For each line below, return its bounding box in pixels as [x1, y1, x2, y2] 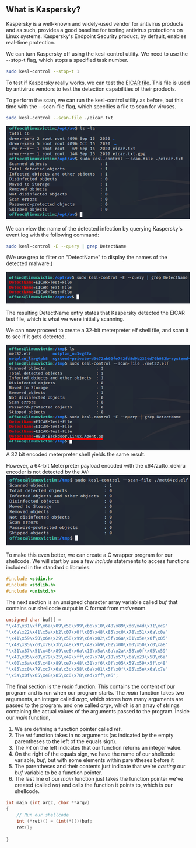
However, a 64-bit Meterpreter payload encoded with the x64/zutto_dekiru [6, 462, 185, 469]
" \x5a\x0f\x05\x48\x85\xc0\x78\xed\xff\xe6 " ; [6, 672, 118, 678]
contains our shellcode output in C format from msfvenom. [6, 605, 147, 612]
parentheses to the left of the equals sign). [14, 738, 117, 745]
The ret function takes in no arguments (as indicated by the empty [14, 732, 174, 739]
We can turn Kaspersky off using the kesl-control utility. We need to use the [6, 50, 188, 57]
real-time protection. [6, 39, 55, 46]
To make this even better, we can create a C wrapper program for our [6, 551, 173, 558]
